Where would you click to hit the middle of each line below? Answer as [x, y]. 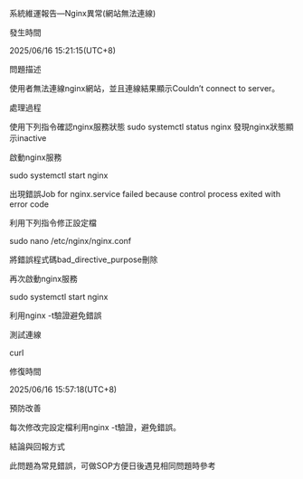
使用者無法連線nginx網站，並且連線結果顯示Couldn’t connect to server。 [145, 88]
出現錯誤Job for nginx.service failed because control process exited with [145, 194]
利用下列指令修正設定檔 [53, 223]
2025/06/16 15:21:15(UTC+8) [62, 51]
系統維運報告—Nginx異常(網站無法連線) [83, 13]
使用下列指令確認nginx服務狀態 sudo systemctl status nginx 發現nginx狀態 [148, 127]
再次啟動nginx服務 [44, 279]
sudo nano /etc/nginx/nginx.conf [71, 241]
